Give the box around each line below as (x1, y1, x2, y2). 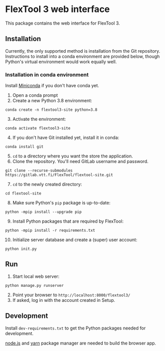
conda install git (5, 144, 44, 149)
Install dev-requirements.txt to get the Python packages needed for (5, 325, 146, 331)
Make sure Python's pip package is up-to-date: (12, 200, 111, 206)
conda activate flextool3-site (5, 126, 71, 131)
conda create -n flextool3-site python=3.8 (5, 107, 98, 112)
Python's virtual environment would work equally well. (5, 59, 117, 65)
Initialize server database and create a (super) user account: (12, 237, 137, 243)
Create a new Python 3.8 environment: (12, 98, 92, 104)
